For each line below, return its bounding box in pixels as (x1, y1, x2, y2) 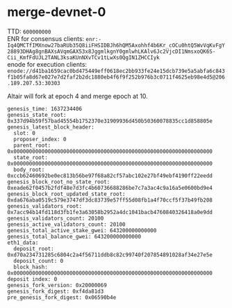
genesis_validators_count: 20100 (7, 215, 104, 222)
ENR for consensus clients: (7, 34, 85, 42)
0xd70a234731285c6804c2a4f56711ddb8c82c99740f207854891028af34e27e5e (7, 251, 213, 258)
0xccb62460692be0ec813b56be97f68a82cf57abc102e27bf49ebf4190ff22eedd (7, 172, 213, 179)
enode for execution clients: (7, 60, 88, 68)
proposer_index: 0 (13, 136, 67, 143)
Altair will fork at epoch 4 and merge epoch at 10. (7, 92, 148, 100)
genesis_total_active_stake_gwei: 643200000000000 (7, 227, 157, 234)
